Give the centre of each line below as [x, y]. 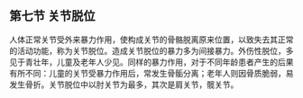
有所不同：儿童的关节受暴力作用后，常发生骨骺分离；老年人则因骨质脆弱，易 [151, 73]
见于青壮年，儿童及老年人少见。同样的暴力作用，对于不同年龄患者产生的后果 [151, 62]
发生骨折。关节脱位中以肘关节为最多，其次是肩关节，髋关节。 [124, 85]
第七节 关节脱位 [52, 16]
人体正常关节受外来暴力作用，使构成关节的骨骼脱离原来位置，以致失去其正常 [151, 40]
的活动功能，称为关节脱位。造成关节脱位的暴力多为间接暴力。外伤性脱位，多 [151, 50]
